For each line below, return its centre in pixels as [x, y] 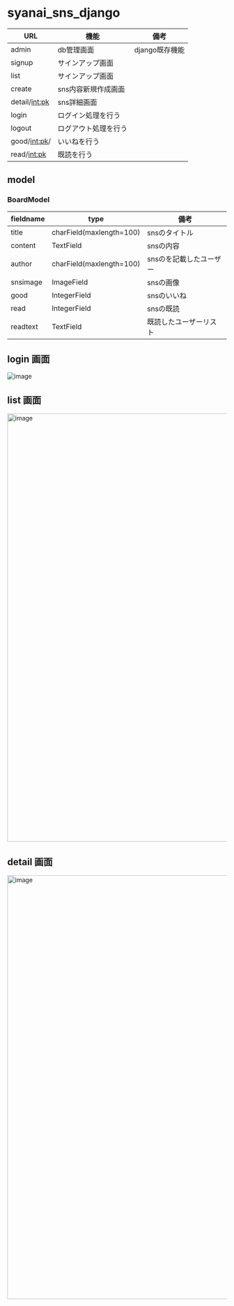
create [21, 89]
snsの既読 [163, 309]
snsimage [27, 282]
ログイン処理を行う [89, 115]
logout [21, 128]
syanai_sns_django [64, 13]
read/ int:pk [29, 154]
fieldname [28, 219]
